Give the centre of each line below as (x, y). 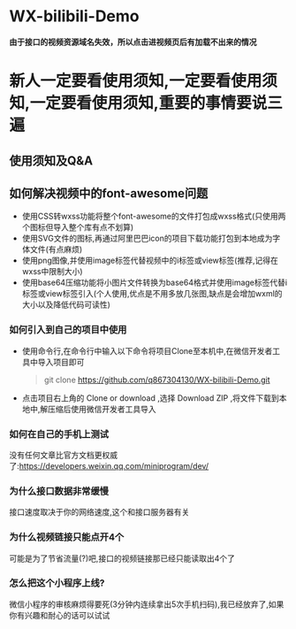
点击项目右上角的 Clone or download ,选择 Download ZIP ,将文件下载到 (151, 398)
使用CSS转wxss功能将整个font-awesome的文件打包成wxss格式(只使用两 (154, 216)
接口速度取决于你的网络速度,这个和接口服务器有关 (99, 512)
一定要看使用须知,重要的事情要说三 (156, 103)
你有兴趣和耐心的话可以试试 (60, 615)
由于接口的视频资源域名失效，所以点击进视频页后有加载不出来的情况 (133, 42)
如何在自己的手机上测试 (59, 433)
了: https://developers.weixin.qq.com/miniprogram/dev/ (109, 465)
